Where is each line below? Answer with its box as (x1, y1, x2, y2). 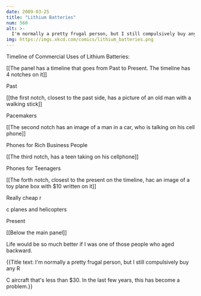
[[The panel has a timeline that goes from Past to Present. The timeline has (6, 65, 190, 72)
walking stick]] (6, 100, 42, 108)
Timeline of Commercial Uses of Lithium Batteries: (6, 53, 130, 60)
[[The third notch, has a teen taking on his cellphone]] (6, 153, 139, 160)
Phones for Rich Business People (6, 142, 88, 148)
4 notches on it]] (6, 71, 47, 78)
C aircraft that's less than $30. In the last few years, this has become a (6, 276, 180, 283)
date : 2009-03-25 (6, 8, 50, 15)
